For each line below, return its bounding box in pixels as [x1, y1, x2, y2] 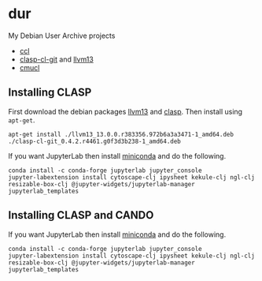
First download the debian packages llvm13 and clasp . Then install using [8, 107, 242, 116]
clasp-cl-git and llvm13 [19, 54, 94, 64]
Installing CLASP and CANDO [8, 208, 154, 222]
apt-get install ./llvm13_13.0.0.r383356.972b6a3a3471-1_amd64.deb [8, 130, 234, 138]
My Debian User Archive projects [8, 31, 116, 40]
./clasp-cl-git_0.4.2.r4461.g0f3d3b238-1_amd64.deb [8, 137, 181, 145]
